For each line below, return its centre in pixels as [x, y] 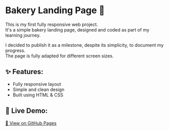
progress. [15, 50]
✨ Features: [24, 72]
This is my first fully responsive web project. [52, 24]
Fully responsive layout [37, 84]
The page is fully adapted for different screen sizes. [60, 56]
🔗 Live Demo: [26, 111]
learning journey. [23, 35]
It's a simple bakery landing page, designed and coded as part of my [77, 29]
